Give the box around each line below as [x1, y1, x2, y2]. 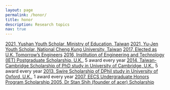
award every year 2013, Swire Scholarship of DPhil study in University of [5, 68, 158, 75]
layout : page [5, 7, 33, 13]
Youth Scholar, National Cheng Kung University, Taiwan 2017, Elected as [5, 46, 157, 52]
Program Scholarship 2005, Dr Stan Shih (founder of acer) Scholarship [5, 79, 155, 85]
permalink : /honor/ [5, 12, 47, 17]
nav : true [5, 27, 27, 32]
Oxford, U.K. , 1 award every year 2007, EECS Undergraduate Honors [5, 74, 150, 80]
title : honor [5, 17, 33, 22]
